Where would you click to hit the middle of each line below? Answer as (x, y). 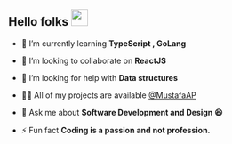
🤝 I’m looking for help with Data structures (100, 77)
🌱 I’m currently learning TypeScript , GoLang (104, 43)
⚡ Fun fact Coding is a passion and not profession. (116, 130)
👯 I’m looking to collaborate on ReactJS (93, 60)
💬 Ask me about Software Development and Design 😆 (122, 112)
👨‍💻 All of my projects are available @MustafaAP (108, 95)
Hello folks (38, 22)
